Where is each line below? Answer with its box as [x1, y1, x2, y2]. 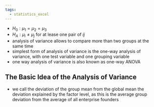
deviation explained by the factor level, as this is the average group [12, 91, 148, 97]
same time [12, 43, 33, 49]
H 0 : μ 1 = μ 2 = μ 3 [12, 25, 47, 32]
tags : [5, 7, 16, 12]
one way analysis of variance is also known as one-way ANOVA [12, 59, 141, 65]
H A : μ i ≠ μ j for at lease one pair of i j [12, 31, 85, 39]
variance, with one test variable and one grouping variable [12, 53, 130, 59]
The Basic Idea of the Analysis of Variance [5, 73, 137, 81]
